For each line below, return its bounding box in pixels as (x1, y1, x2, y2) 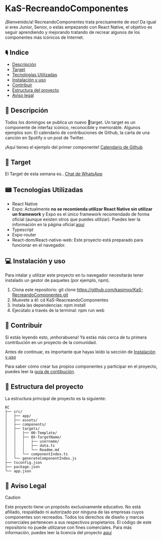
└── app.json (5, 469, 31, 474)
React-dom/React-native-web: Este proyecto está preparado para (12, 237, 144, 243)
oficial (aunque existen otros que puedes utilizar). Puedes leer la (12, 216, 141, 222)
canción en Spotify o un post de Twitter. (5, 134, 85, 141)
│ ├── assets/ (5, 418, 38, 423)
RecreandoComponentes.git (12, 292, 69, 297)
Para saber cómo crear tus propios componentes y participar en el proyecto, (5, 363, 158, 369)
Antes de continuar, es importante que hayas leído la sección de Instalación (5, 349, 156, 355)
